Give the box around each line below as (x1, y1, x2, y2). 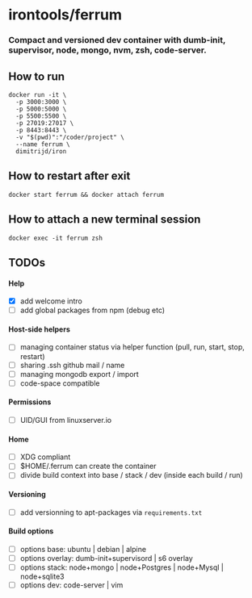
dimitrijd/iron (15, 147, 67, 155)
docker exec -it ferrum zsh (8, 234, 103, 242)
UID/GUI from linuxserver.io (19, 415, 111, 424)
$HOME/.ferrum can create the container (19, 462, 157, 471)
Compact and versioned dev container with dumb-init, (8, 35, 226, 46)
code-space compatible (19, 378, 100, 388)
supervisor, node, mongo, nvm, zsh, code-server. (8, 44, 208, 56)
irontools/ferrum (8, 6, 123, 24)
